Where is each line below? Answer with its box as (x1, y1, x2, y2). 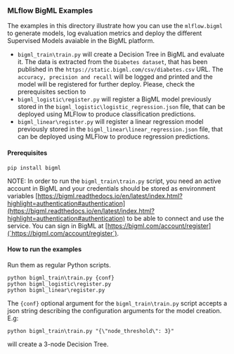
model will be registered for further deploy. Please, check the (17, 80, 195, 89)
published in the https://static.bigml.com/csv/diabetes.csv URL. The (17, 65, 223, 74)
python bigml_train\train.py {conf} (7, 274, 115, 282)
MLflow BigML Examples (7, 6, 93, 15)
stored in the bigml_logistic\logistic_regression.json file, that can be (17, 103, 226, 111)
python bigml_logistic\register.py (7, 280, 112, 287)
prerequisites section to (17, 87, 86, 96)
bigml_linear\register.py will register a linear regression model (17, 118, 204, 126)
